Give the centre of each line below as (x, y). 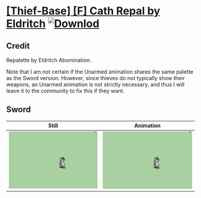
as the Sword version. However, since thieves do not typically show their (96, 78)
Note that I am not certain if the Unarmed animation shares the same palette (100, 72)
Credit (18, 46)
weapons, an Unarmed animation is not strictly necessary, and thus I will (95, 84)
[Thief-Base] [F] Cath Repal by (83, 11)
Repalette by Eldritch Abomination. (49, 60)
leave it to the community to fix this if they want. (65, 91)
